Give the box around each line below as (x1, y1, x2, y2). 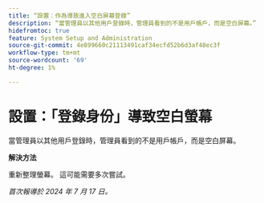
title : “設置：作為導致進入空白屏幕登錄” (8, 11, 131, 20)
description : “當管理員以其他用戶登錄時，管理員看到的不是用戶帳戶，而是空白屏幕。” (8, 19, 257, 27)
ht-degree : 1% (8, 64, 56, 72)
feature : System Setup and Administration (8, 34, 152, 42)
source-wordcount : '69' (8, 57, 88, 65)
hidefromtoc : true (8, 26, 70, 34)
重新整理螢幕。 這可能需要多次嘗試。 (8, 169, 130, 179)
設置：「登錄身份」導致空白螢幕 (8, 107, 213, 125)
